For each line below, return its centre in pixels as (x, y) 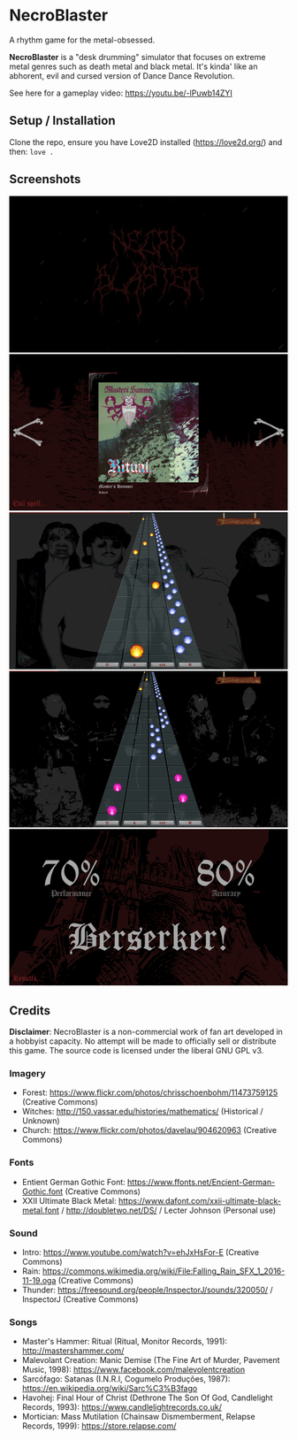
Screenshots (45, 179)
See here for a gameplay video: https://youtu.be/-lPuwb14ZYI (121, 93)
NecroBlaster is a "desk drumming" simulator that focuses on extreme (137, 57)
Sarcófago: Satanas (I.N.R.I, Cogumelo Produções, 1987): (126, 1379)
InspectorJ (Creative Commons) (80, 1299)
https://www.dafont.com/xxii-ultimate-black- (199, 1200)
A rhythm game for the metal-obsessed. (82, 40)
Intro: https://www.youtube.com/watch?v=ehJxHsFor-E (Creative (140, 1252)
